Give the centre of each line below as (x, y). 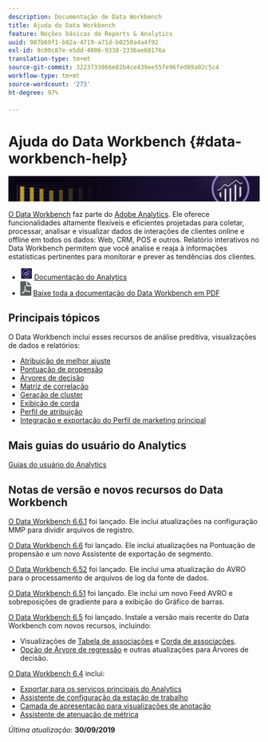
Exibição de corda (49, 404)
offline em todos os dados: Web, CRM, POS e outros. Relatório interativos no (134, 239)
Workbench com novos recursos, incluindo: (80, 626)
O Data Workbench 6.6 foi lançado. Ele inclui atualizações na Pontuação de (132, 545)
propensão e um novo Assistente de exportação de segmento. (110, 554)
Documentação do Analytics (81, 277)
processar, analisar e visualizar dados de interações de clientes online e (126, 231)
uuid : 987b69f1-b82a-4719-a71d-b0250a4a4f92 (83, 42)
